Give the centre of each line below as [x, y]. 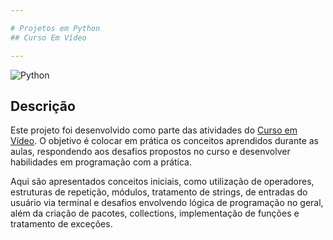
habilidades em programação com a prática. [101, 162]
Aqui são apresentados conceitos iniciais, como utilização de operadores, [162, 182]
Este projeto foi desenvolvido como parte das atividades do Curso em [154, 130]
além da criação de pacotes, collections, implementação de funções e [155, 213]
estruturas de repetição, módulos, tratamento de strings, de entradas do [159, 192]
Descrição [43, 106]
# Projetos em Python [55, 28]
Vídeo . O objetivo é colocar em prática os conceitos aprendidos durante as [164, 141]
